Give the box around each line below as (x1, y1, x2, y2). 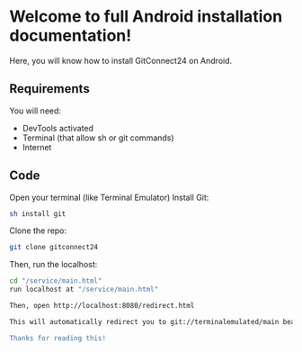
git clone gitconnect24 (9, 243, 99, 252)
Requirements (9, 81, 90, 96)
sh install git (9, 209, 67, 218)
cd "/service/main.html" (9, 276, 102, 285)
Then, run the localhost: (9, 259, 98, 270)
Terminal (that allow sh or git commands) (22, 132, 174, 143)
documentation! (9, 25, 132, 46)
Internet (22, 141, 52, 152)
